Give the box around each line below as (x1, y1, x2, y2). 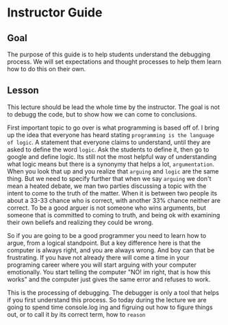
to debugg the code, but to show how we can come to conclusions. (7, 110, 197, 118)
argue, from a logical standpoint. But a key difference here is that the (7, 239, 201, 247)
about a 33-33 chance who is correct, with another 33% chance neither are (7, 196, 221, 204)
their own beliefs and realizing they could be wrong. (7, 218, 154, 226)
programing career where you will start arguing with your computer (7, 261, 197, 269)
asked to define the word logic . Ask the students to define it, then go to (7, 145, 210, 154)
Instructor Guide (7, 5, 103, 21)
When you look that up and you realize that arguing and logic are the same (7, 167, 219, 176)
